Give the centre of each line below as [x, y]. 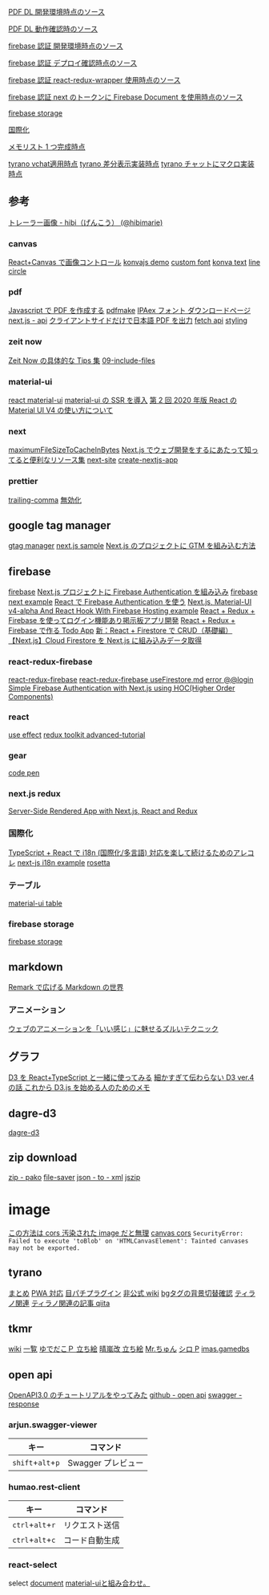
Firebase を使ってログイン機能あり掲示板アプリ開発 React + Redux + [122, 621]
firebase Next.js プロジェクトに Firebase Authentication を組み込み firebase [133, 592]
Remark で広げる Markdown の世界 [66, 987]
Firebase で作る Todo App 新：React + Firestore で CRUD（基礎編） [120, 631]
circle [17, 271]
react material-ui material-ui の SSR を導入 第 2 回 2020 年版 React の [123, 400]
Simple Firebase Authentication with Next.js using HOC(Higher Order [122, 688]
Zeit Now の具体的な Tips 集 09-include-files [82, 360]
